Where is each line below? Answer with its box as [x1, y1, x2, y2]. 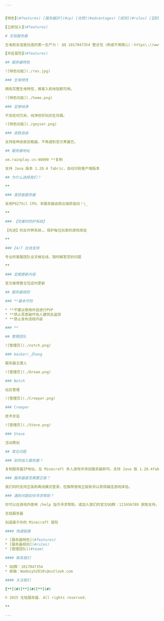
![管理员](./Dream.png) [5, 369, 51, 375]
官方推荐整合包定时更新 [5, 281, 45, 286]
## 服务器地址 [5, 148, 30, 153]
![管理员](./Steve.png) [5, 423, 51, 428]
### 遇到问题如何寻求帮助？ [5, 493, 54, 498]
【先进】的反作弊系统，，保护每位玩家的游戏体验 [5, 228, 87, 233]
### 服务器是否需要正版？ [5, 476, 50, 480]
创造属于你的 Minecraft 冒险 [5, 520, 59, 525]
